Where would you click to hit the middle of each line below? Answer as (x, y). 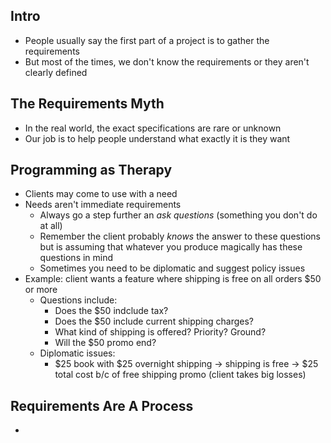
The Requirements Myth (87, 104)
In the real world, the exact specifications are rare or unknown (153, 128)
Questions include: (78, 300)
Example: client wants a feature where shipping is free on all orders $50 (173, 279)
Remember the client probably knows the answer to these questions (180, 236)
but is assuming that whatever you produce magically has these (171, 247)
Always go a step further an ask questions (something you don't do (178, 215)
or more (41, 290)
